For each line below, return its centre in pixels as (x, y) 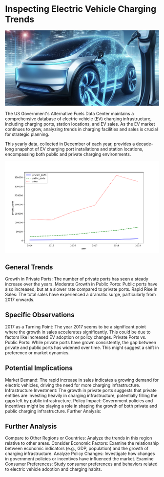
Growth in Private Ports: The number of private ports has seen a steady (77, 279)
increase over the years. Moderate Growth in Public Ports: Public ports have (81, 284)
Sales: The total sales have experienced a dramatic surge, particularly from (81, 294)
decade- (144, 144)
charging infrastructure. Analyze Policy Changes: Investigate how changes (80, 454)
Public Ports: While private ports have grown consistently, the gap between (81, 342)
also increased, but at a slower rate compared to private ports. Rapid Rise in (81, 289)
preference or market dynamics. (37, 352)
